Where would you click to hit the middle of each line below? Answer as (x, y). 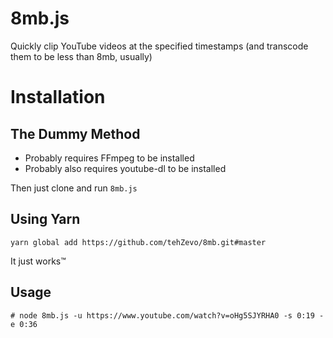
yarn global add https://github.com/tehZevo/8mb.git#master (138, 242)
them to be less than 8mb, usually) (81, 56)
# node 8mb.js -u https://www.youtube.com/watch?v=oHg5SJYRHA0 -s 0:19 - (167, 315)
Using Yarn (45, 219)
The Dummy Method (75, 133)
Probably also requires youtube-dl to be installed (125, 168)
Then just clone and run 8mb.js (74, 188)
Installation (58, 97)
